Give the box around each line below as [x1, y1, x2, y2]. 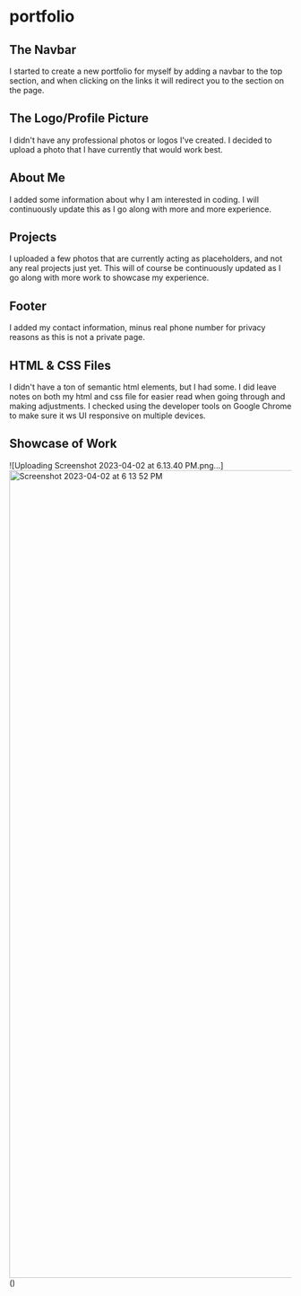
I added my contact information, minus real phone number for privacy [9, 322, 266, 333]
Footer [9, 298, 47, 313]
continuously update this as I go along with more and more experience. [9, 204, 271, 215]
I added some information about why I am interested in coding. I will [9, 194, 260, 205]
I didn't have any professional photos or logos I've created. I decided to [9, 135, 272, 145]
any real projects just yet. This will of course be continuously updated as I [9, 263, 281, 274]
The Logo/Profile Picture [9, 110, 150, 127]
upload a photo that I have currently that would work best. [9, 144, 224, 154]
